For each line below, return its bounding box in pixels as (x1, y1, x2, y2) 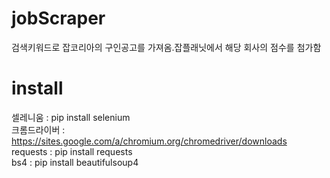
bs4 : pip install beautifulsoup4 (11, 156, 139, 168)
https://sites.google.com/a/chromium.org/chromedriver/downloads (11, 135, 288, 147)
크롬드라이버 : (11, 123, 66, 136)
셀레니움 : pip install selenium (11, 111, 131, 123)
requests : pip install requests (11, 145, 133, 157)
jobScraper (11, 7, 106, 30)
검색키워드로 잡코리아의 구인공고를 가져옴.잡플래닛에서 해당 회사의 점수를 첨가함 (11, 41, 322, 53)
